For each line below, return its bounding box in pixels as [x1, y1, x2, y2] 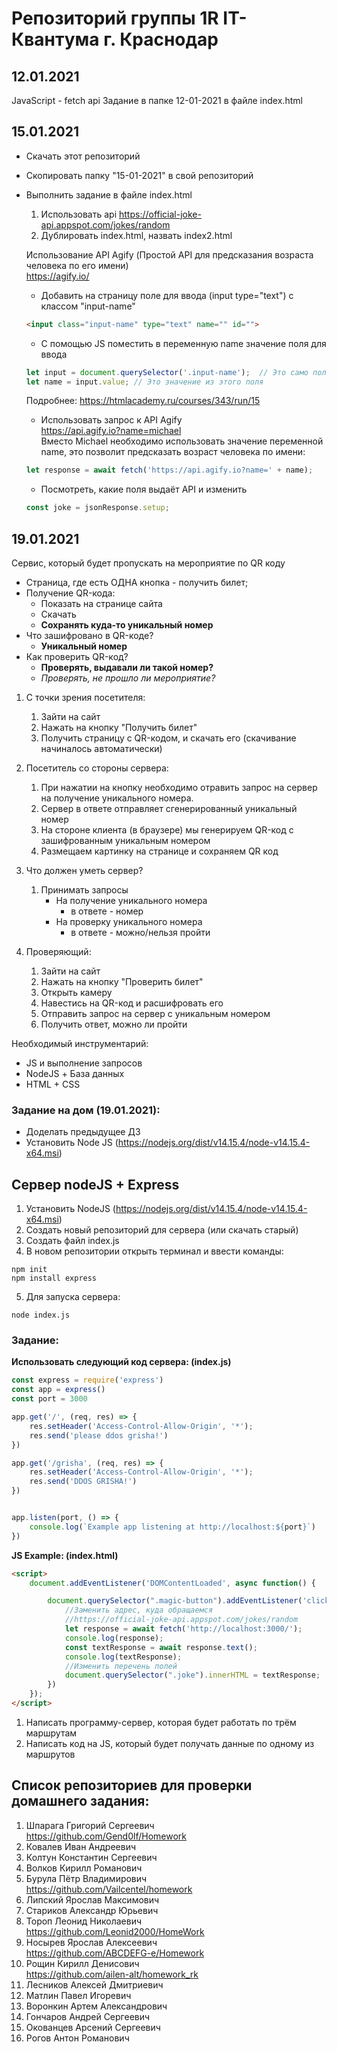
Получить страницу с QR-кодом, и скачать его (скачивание [40, 732, 297, 744]
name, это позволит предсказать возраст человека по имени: [40, 446, 306, 458]
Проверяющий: [25, 946, 92, 957]
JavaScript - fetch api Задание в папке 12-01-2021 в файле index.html [11, 95, 303, 106]
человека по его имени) [25, 259, 129, 271]
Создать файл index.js [25, 1235, 120, 1247]
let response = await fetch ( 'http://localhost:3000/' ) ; [64, 1624, 303, 1634]
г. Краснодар [103, 28, 219, 51]
